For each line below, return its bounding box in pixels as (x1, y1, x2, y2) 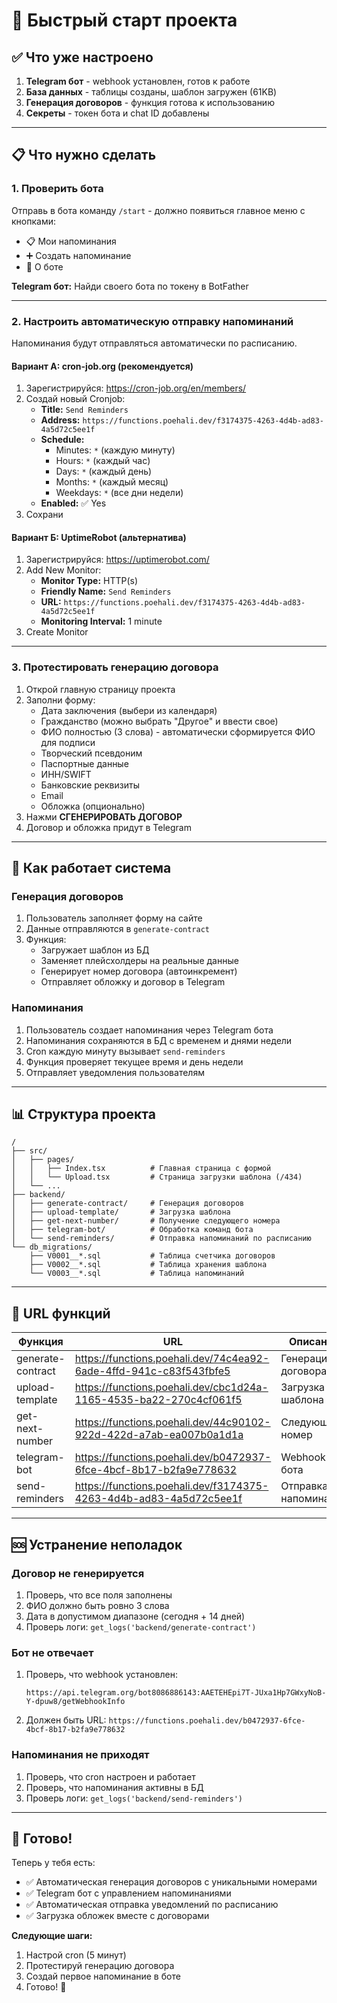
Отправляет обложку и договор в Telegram (40, 976, 226, 988)
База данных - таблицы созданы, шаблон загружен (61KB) (25, 86, 278, 98)
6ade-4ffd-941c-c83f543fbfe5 (74, 1364, 231, 1378)
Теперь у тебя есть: (11, 1857, 96, 1869)
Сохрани (25, 509, 64, 521)
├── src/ (11, 1146, 48, 1156)
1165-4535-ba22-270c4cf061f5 (74, 1393, 243, 1407)
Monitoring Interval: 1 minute (40, 615, 163, 628)
